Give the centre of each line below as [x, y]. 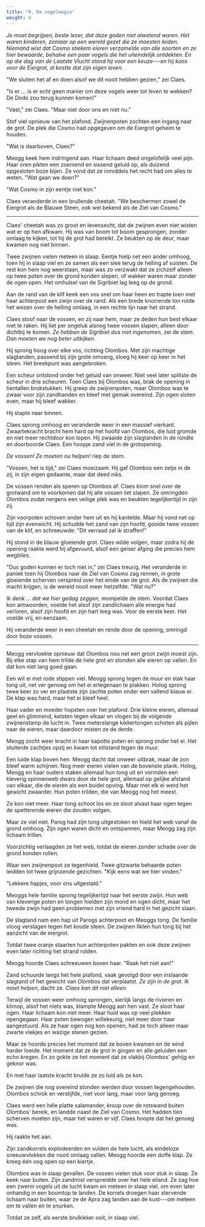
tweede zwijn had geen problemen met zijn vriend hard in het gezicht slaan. [102, 908]
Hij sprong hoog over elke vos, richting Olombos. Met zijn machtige [91, 350]
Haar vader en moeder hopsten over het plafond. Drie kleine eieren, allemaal [102, 709]
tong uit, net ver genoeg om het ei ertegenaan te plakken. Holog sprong [96, 685]
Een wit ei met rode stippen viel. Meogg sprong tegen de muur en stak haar [101, 678]
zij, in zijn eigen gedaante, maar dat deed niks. [65, 474]
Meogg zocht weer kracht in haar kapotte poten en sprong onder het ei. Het [102, 741]
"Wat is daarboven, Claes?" [41, 146]
